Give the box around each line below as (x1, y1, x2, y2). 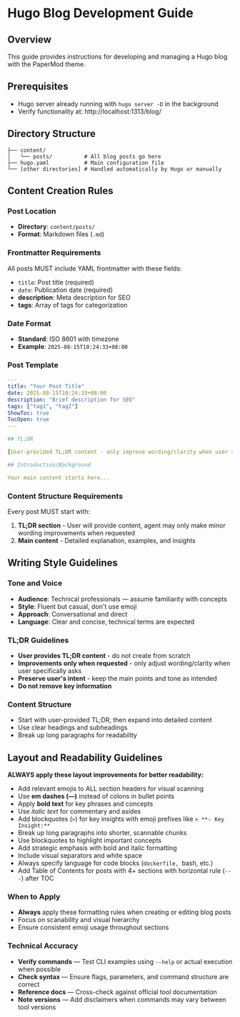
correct (17, 980, 40, 988)
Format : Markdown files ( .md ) (17, 230, 105, 238)
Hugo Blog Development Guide (7, 5, 194, 21)
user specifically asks (17, 666, 82, 675)
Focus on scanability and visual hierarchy (17, 916, 140, 924)
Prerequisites (7, 81, 69, 93)
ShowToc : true (7, 409, 50, 417)
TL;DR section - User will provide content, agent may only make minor (17, 521, 226, 530)
